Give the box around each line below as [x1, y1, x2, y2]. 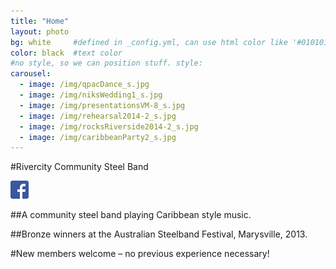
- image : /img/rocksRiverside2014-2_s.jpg [19, 121, 199, 132]
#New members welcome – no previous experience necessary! [10, 248, 270, 260]
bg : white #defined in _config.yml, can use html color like [10, 37, 288, 47]
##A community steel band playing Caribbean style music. [10, 209, 252, 221]
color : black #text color [10, 48, 123, 58]
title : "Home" [10, 16, 70, 26]
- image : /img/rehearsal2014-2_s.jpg [19, 111, 177, 121]
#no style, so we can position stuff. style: [10, 58, 203, 69]
